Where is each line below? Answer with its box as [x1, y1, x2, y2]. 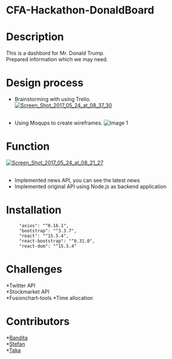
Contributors [6, 315, 70, 328]
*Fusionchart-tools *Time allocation [6, 294, 93, 301]
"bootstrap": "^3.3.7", [19, 227, 77, 234]
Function [6, 140, 50, 153]
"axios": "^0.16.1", [19, 223, 69, 229]
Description [6, 30, 64, 44]
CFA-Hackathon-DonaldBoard [6, 4, 155, 17]
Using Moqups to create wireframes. [14, 119, 103, 126]
